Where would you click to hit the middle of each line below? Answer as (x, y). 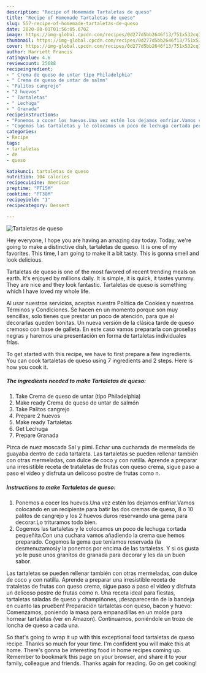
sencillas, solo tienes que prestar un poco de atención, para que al (90, 316)
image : (15, 35)
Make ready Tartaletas (44, 422)
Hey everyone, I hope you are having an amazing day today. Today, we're (99, 240)
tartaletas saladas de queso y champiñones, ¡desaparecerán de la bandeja (101, 599)
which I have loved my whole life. (48, 291)
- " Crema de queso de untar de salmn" (57, 80)
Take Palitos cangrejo (42, 409)
